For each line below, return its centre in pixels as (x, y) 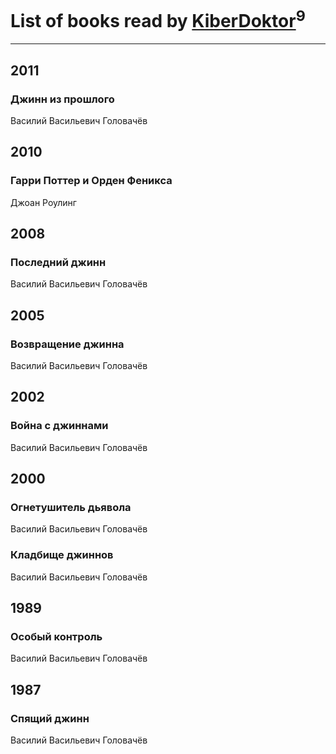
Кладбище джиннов (62, 555)
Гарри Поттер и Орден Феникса (91, 181)
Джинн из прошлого (62, 99)
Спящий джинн (50, 718)
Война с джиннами (59, 426)
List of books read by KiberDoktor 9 (158, 19)
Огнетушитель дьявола (71, 508)
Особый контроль (56, 636)
